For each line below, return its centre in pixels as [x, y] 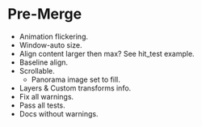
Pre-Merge [45, 14]
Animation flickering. [53, 36]
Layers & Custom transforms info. [75, 88]
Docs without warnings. [59, 113]
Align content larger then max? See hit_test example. [107, 53]
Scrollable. [37, 70]
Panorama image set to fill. [76, 79]
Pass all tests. [42, 105]
